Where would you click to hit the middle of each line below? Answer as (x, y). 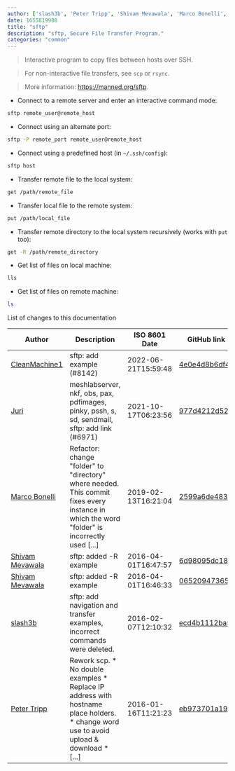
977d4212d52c (206, 411)
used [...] (84, 545)
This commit (90, 493)
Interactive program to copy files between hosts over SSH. (109, 60)
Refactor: (85, 449)
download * (89, 749)
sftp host (22, 165)
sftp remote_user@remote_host (51, 114)
